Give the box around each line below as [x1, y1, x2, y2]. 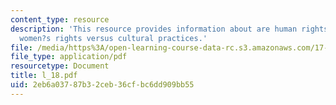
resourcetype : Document [10, 61, 110, 71]
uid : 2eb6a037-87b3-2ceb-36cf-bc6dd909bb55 [10, 80, 195, 90]
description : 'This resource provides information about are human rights [10, 24, 329, 34]
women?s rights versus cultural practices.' [19, 33, 208, 43]
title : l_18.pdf [10, 71, 78, 81]
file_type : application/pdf [10, 52, 128, 62]
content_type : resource [10, 14, 110, 25]
